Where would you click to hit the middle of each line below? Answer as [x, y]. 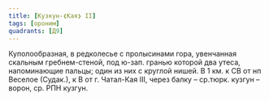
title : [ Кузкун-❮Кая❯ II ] [52, 16]
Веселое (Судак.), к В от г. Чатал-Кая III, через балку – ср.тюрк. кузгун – [134, 80]
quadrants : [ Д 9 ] [36, 31]
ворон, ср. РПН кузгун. [48, 88]
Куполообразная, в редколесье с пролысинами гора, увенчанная [123, 54]
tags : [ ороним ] [34, 23]
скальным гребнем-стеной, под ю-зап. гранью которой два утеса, [125, 62]
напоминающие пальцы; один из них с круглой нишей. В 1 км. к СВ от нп [135, 71]
